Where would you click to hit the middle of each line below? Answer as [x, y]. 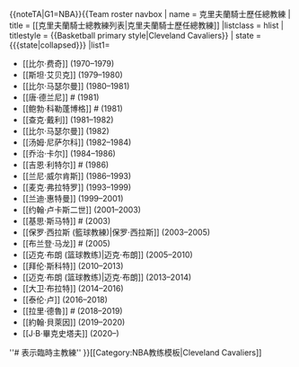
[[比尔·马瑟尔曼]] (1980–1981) [76, 86]
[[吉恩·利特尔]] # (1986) [66, 165]
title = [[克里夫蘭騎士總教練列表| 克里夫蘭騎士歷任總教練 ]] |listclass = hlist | [147, 25]
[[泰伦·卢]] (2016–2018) [65, 300]
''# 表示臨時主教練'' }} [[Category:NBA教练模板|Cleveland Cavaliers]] [136, 353]
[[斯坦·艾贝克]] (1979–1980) [72, 75]
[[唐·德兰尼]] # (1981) [61, 97]
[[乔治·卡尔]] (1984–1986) [69, 153]
